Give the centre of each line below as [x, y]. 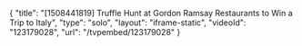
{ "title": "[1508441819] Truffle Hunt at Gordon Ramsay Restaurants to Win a [151, 13]
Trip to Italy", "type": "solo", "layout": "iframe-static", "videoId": [128, 23]
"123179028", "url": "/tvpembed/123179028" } [95, 32]
